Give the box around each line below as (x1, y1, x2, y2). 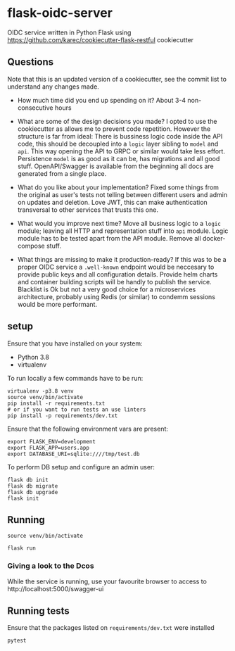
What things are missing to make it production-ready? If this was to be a (17, 255, 227, 263)
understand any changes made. (7, 82, 100, 91)
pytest (7, 637, 27, 645)
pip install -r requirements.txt (7, 400, 106, 407)
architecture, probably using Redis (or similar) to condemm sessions (17, 292, 216, 301)
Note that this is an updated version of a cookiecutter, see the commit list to (7, 75, 227, 83)
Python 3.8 (17, 353, 49, 361)
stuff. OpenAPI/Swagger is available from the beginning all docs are (17, 162, 214, 170)
